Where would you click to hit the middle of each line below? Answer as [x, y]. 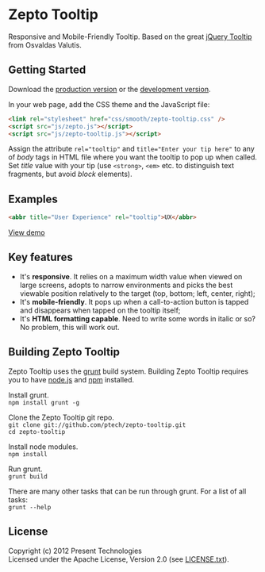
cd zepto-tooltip [37, 432]
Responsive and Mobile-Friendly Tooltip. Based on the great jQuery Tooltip [130, 36]
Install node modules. [43, 447]
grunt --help [30, 507]
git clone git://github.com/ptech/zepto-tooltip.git [97, 425]
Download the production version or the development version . [109, 89]
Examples [33, 199]
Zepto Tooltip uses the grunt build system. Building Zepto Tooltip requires [128, 371]
